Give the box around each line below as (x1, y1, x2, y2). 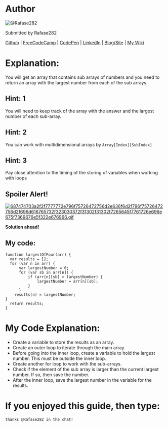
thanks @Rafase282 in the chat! (5, 417, 73, 422)
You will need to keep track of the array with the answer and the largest (5, 108, 154, 114)
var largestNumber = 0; (18, 265, 69, 270)
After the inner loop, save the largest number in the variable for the (12, 377, 152, 383)
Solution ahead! (5, 224, 39, 230)
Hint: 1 (5, 95, 26, 103)
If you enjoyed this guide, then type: (5, 400, 160, 412)
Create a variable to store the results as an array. (12, 339, 115, 345)
